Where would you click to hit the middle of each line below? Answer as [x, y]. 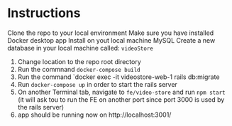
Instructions [44, 13]
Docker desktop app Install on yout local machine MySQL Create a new [111, 40]
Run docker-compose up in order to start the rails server [97, 84]
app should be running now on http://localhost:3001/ [94, 115]
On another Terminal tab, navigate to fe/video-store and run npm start [121, 92]
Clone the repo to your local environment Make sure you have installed [111, 33]
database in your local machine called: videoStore [81, 48]
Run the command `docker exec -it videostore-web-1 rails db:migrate [118, 77]
